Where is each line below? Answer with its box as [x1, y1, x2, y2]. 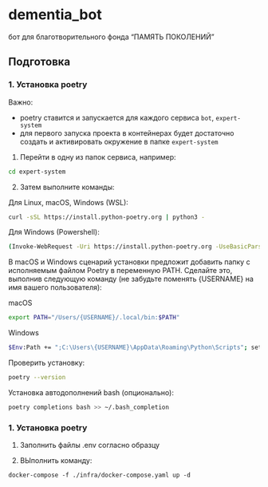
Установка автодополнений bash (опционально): [8, 387, 174, 397]
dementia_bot [8, 6, 102, 24]
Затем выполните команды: [19, 182, 115, 192]
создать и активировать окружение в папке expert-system [19, 137, 219, 146]
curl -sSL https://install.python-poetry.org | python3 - [8, 213, 205, 221]
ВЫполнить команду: [19, 456, 93, 465]
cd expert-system [8, 168, 66, 176]
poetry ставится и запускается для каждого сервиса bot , [19, 113, 215, 122]
